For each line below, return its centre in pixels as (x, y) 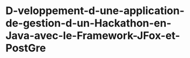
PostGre (26, 48)
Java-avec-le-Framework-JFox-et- (93, 36)
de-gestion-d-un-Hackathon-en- (89, 23)
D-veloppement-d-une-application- (95, 11)
